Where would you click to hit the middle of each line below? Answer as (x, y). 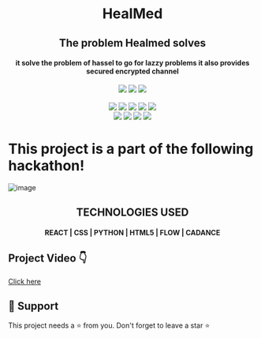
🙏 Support (34, 306)
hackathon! (47, 165)
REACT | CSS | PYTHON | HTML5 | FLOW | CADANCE (132, 232)
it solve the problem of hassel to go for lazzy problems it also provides (132, 63)
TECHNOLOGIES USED (132, 213)
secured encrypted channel (132, 71)
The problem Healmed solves (132, 43)
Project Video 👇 (48, 259)
